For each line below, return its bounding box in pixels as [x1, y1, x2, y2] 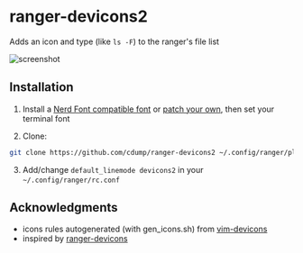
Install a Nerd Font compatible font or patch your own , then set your [22, 104, 275, 114]
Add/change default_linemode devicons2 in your [22, 164, 204, 175]
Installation [9, 79, 74, 95]
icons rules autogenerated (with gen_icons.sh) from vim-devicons [22, 223, 268, 235]
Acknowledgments [9, 200, 119, 215]
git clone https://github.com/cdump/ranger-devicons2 [9, 148, 216, 157]
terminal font [22, 113, 70, 123]
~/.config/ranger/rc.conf [22, 176, 120, 185]
